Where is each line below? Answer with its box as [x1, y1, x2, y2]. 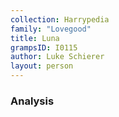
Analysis [10, 94, 55, 108]
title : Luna [10, 33, 60, 43]
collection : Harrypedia [10, 14, 110, 25]
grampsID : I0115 [10, 42, 78, 53]
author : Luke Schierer [10, 52, 105, 62]
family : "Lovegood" [10, 24, 92, 34]
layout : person [10, 61, 74, 71]
